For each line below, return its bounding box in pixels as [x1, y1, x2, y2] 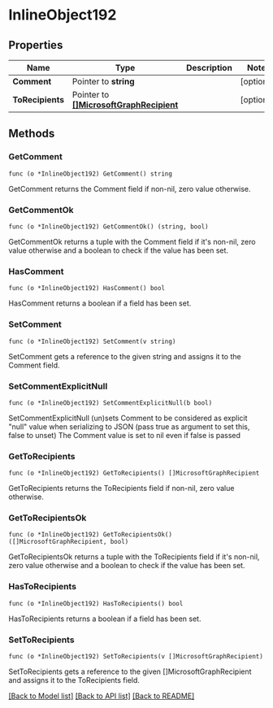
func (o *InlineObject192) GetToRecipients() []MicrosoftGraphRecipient [8, 469, 260, 477]
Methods [8, 127, 55, 141]
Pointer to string [71, 76, 136, 87]
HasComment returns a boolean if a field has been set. [8, 298, 192, 308]
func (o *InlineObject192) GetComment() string [8, 169, 173, 178]
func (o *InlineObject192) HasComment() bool [8, 285, 165, 293]
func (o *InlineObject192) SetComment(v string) [8, 337, 176, 345]
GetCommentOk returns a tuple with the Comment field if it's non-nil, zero [8, 237, 256, 246]
